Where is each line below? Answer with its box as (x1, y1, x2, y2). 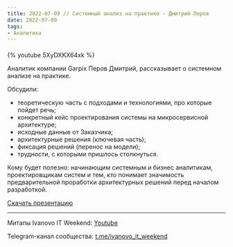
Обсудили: (7, 84, 39, 93)
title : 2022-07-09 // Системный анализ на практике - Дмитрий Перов (7, 10, 209, 17)
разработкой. (7, 185, 47, 194)
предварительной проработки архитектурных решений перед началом (7, 178, 219, 186)
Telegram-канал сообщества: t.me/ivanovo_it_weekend (7, 232, 168, 240)
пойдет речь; (17, 105, 57, 114)
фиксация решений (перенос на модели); (17, 143, 141, 151)
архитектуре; (17, 120, 57, 129)
